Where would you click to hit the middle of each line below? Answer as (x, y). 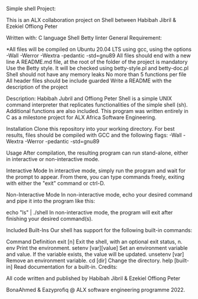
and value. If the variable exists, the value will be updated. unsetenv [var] (95, 254)
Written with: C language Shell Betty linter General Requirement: (84, 38)
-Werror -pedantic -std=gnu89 (62, 141)
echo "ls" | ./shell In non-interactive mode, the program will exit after (90, 212)
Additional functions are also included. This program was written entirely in (98, 111)
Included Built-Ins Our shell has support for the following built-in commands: (99, 230)
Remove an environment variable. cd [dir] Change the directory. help (90, 261)
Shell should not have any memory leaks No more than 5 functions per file (96, 74)
